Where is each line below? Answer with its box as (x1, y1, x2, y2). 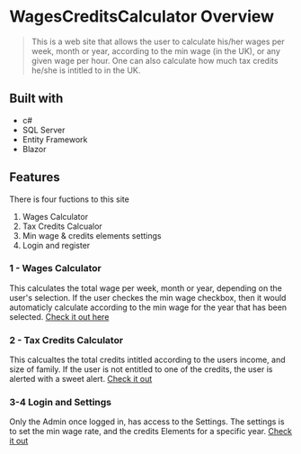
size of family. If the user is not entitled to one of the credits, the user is (9, 364, 273, 375)
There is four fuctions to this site (9, 194, 130, 204)
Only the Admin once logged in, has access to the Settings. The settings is (9, 416, 285, 427)
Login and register (22, 240, 91, 250)
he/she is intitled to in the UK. (31, 65, 141, 76)
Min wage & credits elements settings (22, 230, 162, 241)
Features (9, 169, 60, 186)
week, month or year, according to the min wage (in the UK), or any (31, 45, 281, 56)
